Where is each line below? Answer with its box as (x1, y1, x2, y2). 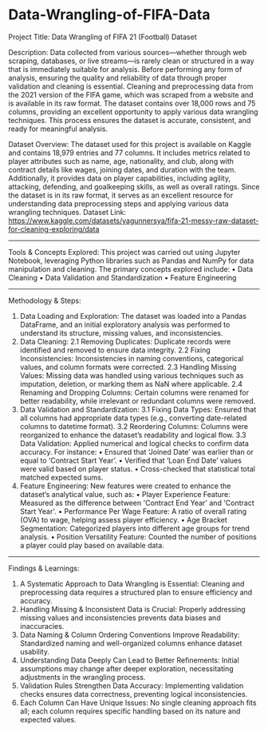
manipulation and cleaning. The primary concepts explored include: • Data (8, 264, 254, 273)
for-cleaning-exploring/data (8, 224, 100, 233)
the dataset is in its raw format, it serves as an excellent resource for (8, 190, 234, 200)
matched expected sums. (19, 472, 104, 482)
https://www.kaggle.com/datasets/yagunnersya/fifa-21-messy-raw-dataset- (8, 216, 259, 225)
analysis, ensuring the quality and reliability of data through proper (8, 73, 227, 82)
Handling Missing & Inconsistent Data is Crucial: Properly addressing (19, 604, 246, 614)
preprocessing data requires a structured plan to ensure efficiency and (19, 587, 253, 597)
